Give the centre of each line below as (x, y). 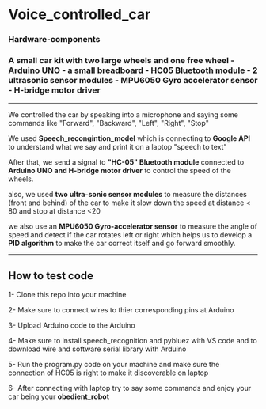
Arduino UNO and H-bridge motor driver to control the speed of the (120, 171)
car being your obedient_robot (59, 396)
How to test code (51, 276)
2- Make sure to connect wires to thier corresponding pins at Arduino (121, 310)
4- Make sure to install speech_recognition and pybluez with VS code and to (133, 341)
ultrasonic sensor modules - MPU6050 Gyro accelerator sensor (133, 81)
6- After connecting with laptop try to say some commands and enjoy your (130, 388)
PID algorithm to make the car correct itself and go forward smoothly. (122, 244)
